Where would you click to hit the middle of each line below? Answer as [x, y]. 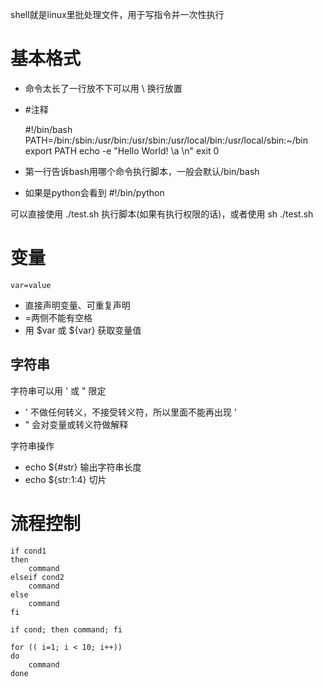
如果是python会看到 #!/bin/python [94, 192]
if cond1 [28, 551]
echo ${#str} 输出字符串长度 [83, 467]
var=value [31, 285]
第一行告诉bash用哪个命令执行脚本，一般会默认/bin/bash [142, 171]
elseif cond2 [37, 577]
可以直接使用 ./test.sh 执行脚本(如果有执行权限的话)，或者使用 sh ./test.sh [162, 214]
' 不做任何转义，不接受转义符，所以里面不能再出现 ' [131, 412]
